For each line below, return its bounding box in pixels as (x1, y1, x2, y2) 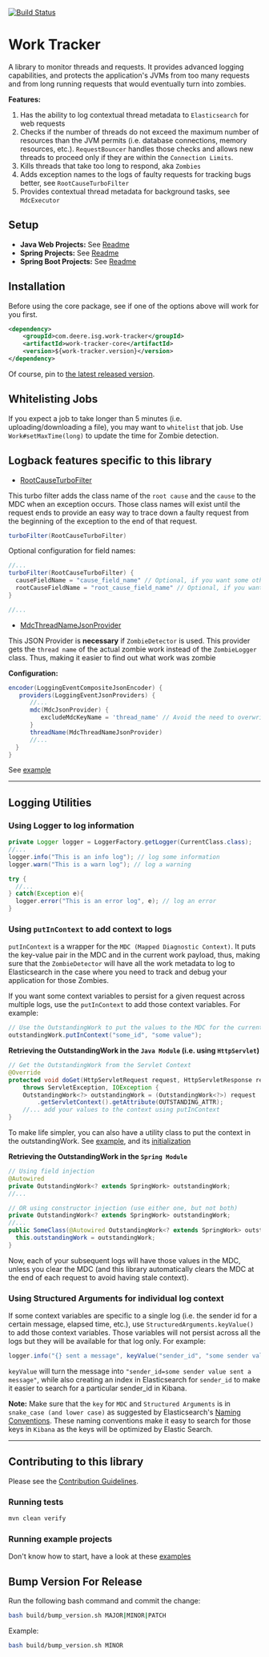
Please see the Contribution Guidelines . (8, 1476, 139, 1486)
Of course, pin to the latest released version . (8, 369, 155, 379)
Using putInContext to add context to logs (8, 923, 172, 934)
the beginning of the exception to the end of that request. (8, 516, 198, 526)
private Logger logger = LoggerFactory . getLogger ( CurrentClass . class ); (8, 838, 252, 846)
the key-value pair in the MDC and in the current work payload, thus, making (8, 950, 260, 960)
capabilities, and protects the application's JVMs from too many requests (8, 70, 250, 80)
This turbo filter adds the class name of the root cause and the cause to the (8, 491, 256, 500)
